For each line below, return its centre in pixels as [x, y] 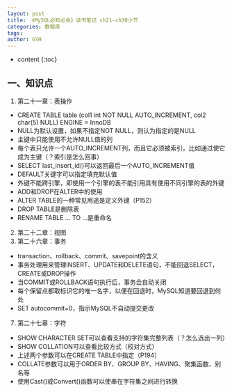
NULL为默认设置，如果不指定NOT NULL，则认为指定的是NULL [106, 130]
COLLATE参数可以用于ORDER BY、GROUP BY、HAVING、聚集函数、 [116, 363]
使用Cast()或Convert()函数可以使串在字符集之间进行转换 [98, 381]
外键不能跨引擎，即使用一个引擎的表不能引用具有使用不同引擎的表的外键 [121, 182]
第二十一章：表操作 [45, 101]
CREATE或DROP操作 [47, 273]
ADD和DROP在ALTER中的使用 [60, 191]
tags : [15, 33]
